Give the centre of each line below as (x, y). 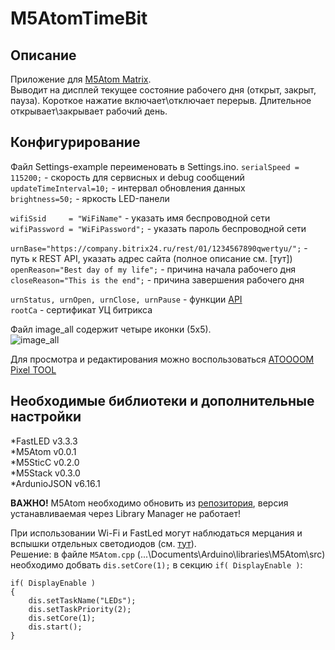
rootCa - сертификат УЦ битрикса (81, 309)
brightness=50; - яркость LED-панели (90, 198)
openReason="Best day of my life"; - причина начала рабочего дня (153, 269)
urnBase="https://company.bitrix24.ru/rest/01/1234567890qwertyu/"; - (159, 248)
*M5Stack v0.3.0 (45, 473)
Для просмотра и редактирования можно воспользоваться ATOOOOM (162, 359)
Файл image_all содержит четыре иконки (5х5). (111, 329)
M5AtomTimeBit (79, 18)
